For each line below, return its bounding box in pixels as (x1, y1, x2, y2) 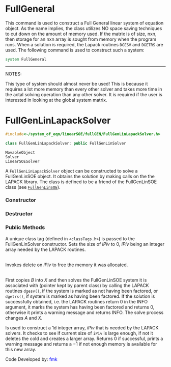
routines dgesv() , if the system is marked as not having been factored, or (5, 288, 158, 294)
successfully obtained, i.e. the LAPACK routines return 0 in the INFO (5, 298, 148, 304)
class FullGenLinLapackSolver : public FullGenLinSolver (5, 140, 126, 146)
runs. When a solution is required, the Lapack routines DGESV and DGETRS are (5, 41, 164, 47)
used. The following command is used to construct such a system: (5, 47, 145, 53)
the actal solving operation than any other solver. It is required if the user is (5, 91, 163, 97)
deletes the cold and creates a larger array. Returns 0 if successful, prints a (5, 335, 163, 342)
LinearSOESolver (5, 159, 40, 164)
